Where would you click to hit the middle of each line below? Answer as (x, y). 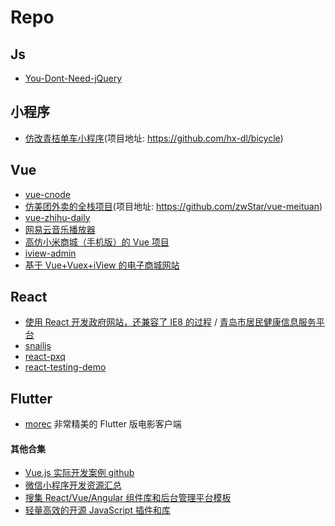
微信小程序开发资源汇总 (73, 485)
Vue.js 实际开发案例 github (79, 473)
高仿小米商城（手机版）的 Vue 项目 (97, 242)
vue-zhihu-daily (57, 217)
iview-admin (50, 253)
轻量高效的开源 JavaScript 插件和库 (97, 510)
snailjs (38, 346)
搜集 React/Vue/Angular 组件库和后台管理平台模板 (128, 498)
